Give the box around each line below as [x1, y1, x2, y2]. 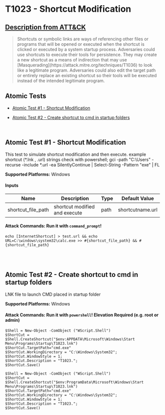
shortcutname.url [117, 206, 158, 213]
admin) [5, 317, 20, 323]
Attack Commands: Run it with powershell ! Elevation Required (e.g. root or [5, 312, 159, 318]
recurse [5, 162, 21, 167]
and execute [54, 209, 82, 216]
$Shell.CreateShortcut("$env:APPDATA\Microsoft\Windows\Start [5, 337, 135, 342]
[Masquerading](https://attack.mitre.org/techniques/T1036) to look [17, 62, 153, 68]
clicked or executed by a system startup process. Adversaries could [17, 47, 155, 52]
